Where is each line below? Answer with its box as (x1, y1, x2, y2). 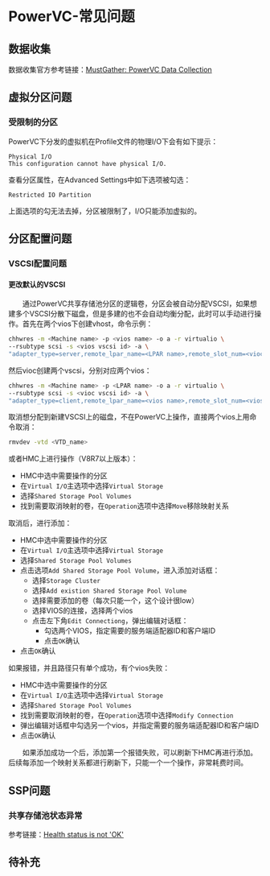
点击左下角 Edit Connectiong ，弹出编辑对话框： (31, 616, 189, 626)
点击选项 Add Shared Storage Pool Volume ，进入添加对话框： (19, 565, 220, 576)
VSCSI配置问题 (8, 258, 67, 269)
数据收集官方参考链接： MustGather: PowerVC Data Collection (8, 65, 213, 74)
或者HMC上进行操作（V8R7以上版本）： (8, 454, 138, 464)
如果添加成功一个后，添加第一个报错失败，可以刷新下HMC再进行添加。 (22, 748, 258, 758)
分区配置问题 (8, 232, 72, 246)
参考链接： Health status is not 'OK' (8, 830, 125, 840)
